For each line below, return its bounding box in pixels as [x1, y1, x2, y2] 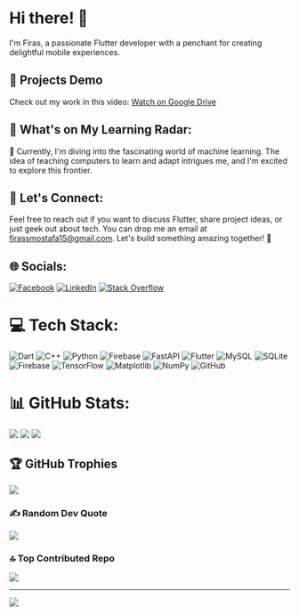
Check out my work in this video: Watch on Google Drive [9, 96, 216, 107]
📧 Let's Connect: [9, 190, 104, 206]
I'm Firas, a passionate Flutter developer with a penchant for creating [9, 37, 263, 48]
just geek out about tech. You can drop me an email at [9, 223, 207, 234]
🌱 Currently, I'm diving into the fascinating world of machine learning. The [9, 146, 280, 157]
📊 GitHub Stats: [9, 393, 131, 413]
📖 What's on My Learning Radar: [9, 122, 192, 137]
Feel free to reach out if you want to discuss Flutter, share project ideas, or [9, 214, 283, 225]
